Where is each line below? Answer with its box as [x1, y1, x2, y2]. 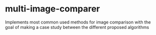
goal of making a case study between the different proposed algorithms [5, 24, 150, 30]
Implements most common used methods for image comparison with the [5, 19, 151, 25]
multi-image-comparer [5, 3, 100, 14]
